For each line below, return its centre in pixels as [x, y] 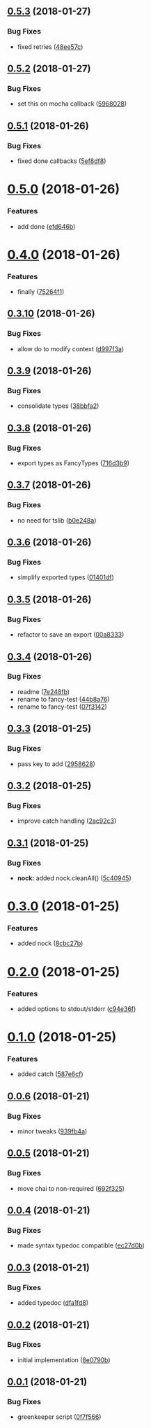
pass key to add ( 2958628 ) [56, 764]
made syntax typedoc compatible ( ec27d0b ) [81, 1245]
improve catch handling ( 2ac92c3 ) [67, 821]
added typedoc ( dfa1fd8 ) [53, 1303]
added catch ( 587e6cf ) [50, 1074]
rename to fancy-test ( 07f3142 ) [62, 707]
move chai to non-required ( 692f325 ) [71, 1188]
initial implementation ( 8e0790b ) [64, 1359]
